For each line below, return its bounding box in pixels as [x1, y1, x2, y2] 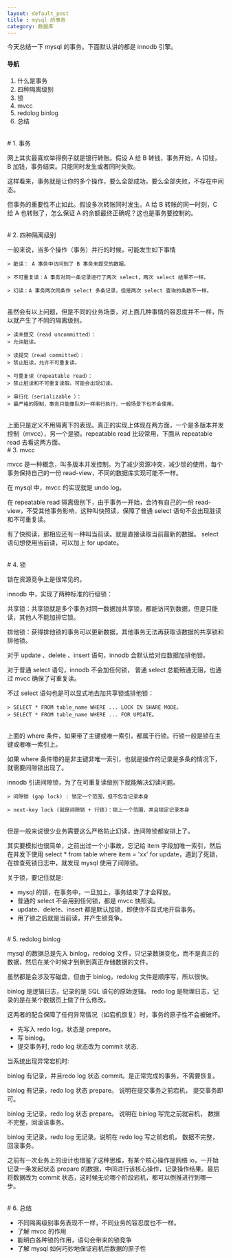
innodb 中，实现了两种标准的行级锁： [7, 590, 113, 598]
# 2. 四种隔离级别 [7, 230, 56, 239]
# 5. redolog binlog [7, 935, 60, 943]
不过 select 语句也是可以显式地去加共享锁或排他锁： [7, 689, 155, 697]
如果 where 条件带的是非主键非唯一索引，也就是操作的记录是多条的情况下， [7, 754, 221, 763]
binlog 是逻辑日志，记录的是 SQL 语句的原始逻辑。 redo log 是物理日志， [7, 987, 213, 995]
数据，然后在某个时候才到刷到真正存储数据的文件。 [7, 958, 152, 966]
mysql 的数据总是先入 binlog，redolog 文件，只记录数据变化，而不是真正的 [7, 949, 219, 957]
